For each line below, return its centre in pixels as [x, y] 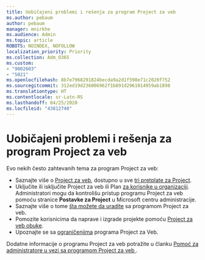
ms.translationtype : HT [37, 92]
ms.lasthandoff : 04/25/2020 [42, 103]
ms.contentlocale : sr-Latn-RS [45, 97]
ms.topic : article [30, 40]
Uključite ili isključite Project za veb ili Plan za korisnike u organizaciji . [102, 187]
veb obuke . [29, 226]
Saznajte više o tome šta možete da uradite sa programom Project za [102, 206]
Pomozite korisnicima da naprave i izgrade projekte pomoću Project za [104, 219]
